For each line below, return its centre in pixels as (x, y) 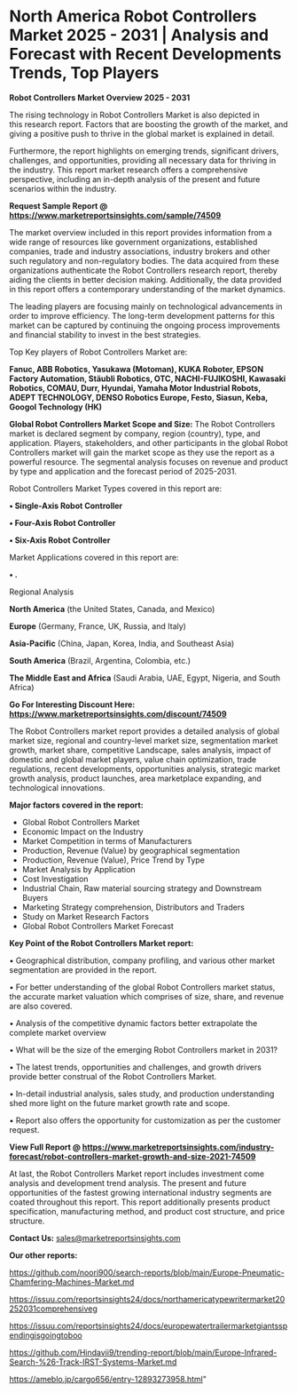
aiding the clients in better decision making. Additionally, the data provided (145, 279)
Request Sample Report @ (59, 205)
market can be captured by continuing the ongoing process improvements (145, 325)
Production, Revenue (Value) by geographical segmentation (131, 850)
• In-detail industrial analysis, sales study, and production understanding (142, 1094)
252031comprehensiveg (53, 1309)
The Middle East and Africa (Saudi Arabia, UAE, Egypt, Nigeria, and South (145, 678)
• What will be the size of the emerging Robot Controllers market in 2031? (143, 1049)
